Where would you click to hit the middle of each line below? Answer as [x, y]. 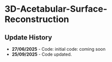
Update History [28, 37]
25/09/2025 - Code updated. [42, 54]
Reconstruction [37, 19]
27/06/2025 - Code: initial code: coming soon [59, 49]
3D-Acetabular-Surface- [56, 9]
